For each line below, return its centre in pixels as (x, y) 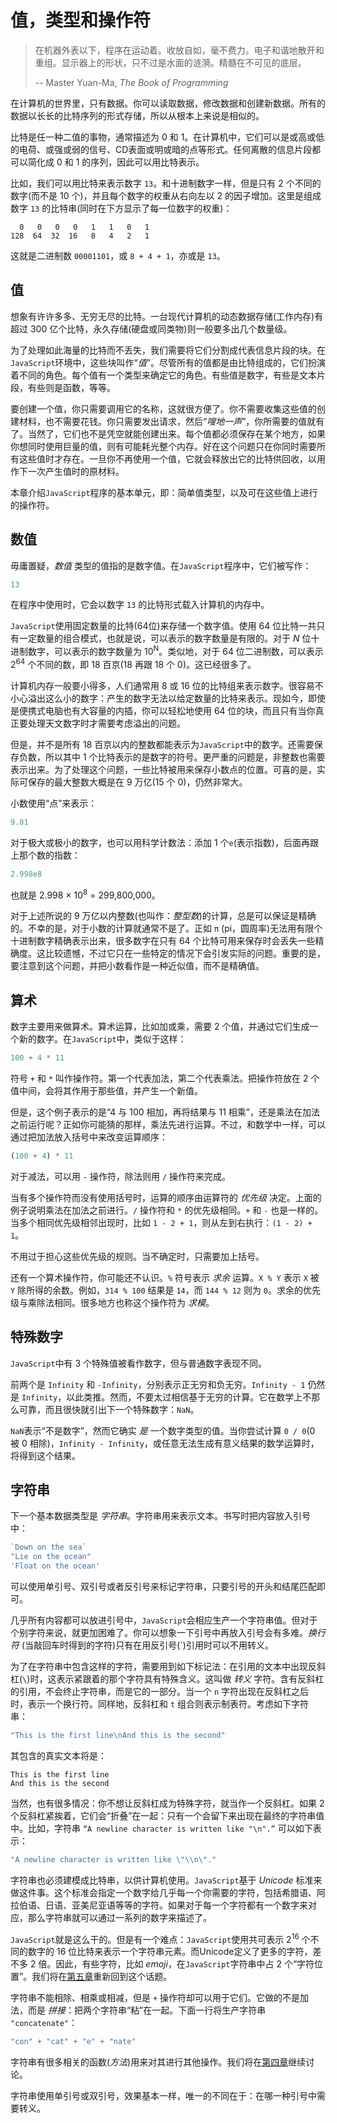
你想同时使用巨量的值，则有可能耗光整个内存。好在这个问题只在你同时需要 (163, 446)
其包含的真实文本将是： (58, 1755)
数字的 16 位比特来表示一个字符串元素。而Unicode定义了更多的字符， (170, 1952)
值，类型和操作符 (81, 20)
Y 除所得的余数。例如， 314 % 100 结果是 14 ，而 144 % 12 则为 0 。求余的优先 (166, 1290)
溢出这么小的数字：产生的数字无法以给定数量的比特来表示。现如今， (167, 698)
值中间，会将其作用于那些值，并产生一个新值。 (106, 1090)
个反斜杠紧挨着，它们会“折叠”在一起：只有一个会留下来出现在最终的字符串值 (167, 1815)
